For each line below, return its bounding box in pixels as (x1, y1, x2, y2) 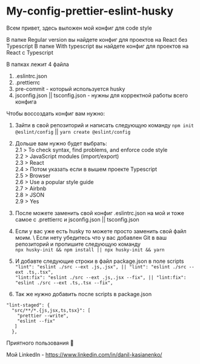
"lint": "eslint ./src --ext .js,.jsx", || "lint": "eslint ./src (15, 263, 187, 270)
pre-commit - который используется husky (15, 85, 125, 92)
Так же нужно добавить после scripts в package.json (15, 290, 152, 297)
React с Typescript (6, 48, 53, 56)
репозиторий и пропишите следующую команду (15, 240, 141, 248)
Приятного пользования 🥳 (6, 339, 74, 346)
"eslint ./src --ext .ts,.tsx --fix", (15, 280, 113, 286)
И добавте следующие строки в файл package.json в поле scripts (15, 257, 184, 265)
